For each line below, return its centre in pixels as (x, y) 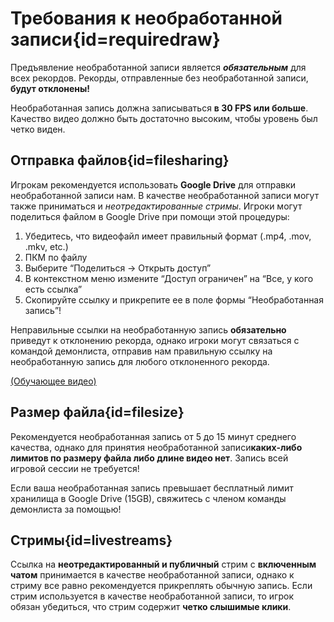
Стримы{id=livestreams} (91, 540)
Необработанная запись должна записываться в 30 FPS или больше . (159, 108)
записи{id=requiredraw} (115, 39)
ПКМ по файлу (56, 257)
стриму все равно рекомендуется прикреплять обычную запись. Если (161, 586)
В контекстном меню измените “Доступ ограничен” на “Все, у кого (169, 278)
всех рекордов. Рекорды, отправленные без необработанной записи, (159, 78)
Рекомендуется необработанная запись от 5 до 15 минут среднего (153, 436)
